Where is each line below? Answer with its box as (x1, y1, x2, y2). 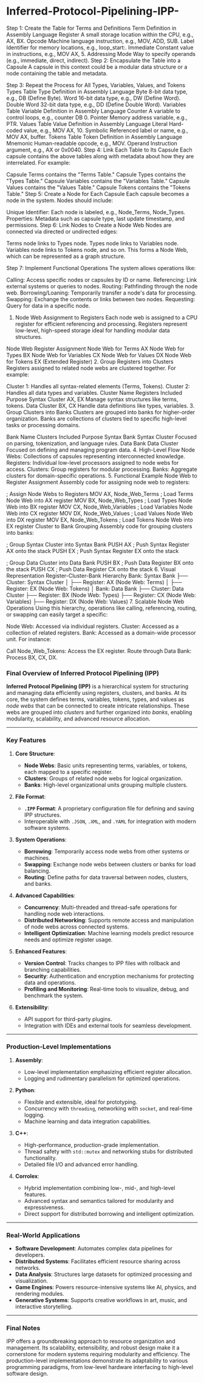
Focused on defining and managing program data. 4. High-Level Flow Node (6, 446, 195, 453)
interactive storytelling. (15, 1303, 73, 1311)
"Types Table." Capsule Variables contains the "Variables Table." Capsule (6, 177, 190, 184)
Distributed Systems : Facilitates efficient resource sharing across (15, 1258, 181, 1265)
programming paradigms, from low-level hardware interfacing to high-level (6, 1364, 194, 1371)
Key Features (6, 736, 47, 745)
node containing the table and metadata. (6, 69, 108, 77)
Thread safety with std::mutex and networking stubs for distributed (24, 1148, 193, 1155)
